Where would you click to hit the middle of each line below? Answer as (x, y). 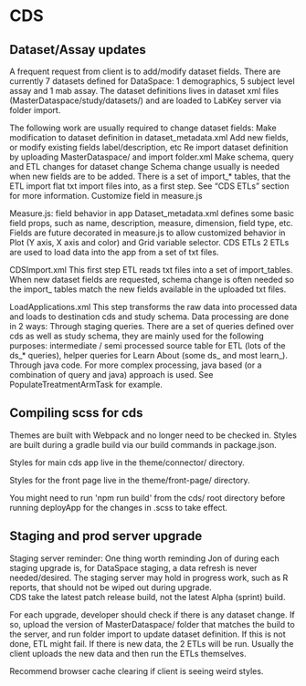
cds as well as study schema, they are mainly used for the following (137, 336)
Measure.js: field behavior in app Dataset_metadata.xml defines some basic (152, 213)
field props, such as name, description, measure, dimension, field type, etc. (152, 223)
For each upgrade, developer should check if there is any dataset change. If (152, 614)
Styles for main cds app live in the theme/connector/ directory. (127, 463)
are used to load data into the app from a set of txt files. (114, 252)
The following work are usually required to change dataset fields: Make (143, 128)
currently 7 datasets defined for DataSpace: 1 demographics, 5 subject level (152, 81)
